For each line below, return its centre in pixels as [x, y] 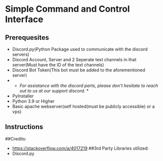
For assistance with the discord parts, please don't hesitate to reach [89, 86]
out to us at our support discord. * [54, 91]
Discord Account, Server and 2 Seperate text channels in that [74, 59]
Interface [24, 19]
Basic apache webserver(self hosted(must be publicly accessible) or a [83, 106]
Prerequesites [27, 37]
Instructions [24, 127]
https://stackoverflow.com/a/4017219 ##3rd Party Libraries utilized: [80, 148]
